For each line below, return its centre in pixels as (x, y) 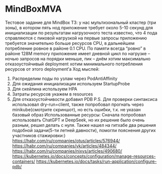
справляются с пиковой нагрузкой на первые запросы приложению (76, 38)
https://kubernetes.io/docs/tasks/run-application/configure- (97, 161)
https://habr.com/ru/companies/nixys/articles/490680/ (67, 151)
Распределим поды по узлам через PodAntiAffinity (65, 78)
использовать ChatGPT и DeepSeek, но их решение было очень (78, 120)
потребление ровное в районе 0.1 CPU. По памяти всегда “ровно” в (75, 48)
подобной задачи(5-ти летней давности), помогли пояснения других (84, 130)
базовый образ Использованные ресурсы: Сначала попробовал (79, 115)
